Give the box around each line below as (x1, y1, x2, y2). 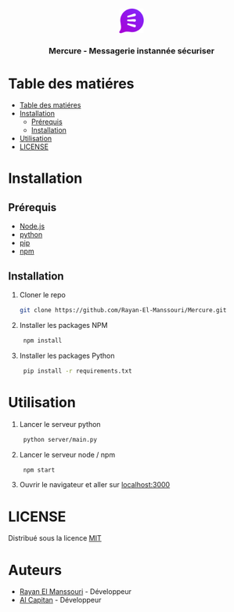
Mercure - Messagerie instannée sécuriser (48, 46, 215, 56)
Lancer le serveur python (19, 419, 101, 428)
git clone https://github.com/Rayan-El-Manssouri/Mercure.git (19, 307, 227, 315)
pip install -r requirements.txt (23, 366, 132, 375)
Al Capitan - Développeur (19, 596, 102, 605)
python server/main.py (23, 435, 98, 443)
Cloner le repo (19, 290, 67, 300)
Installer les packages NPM (19, 320, 108, 330)
